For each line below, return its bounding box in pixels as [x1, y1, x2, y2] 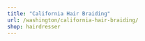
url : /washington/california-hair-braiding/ [7, 17, 139, 24]
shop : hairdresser [7, 23, 61, 30]
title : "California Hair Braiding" [7, 10, 111, 17]
